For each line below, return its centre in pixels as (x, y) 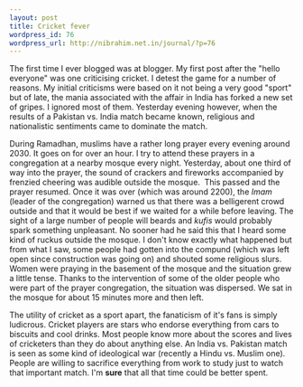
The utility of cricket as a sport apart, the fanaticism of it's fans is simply (143, 315)
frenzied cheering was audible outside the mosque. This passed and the (145, 183)
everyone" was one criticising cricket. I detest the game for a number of (143, 79)
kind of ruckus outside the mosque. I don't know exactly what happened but (151, 240)
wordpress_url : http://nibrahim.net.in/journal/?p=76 (113, 43)
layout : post (34, 18)
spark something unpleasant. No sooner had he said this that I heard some (148, 231)
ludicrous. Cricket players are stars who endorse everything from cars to (144, 325)
